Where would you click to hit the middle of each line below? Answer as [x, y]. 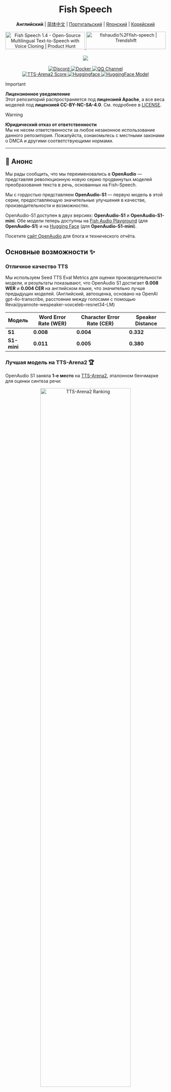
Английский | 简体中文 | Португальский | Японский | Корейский [85, 24]
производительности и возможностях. [47, 205]
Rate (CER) [100, 324]
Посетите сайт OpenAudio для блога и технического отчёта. [71, 236]
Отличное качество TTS [37, 267]
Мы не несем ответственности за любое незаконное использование [80, 130]
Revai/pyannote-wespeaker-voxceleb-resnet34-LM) [60, 305]
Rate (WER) [52, 324]
